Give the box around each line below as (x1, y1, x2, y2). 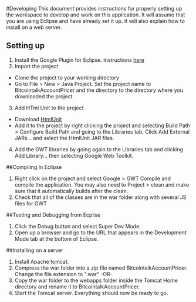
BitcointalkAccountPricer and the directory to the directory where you (14, 87, 183, 94)
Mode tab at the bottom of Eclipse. (14, 235, 99, 242)
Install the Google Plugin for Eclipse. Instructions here (14, 56, 145, 64)
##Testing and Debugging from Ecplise (6, 211, 101, 218)
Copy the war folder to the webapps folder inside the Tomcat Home (14, 277, 178, 284)
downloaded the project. (14, 92, 75, 99)
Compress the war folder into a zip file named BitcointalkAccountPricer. (14, 264, 188, 271)
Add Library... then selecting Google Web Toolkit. (14, 152, 134, 159)
